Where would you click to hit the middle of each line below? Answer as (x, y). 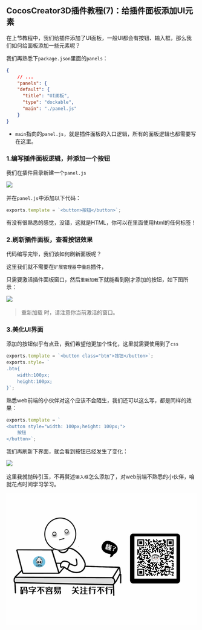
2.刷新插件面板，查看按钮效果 (50, 239)
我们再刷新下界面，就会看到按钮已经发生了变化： (67, 451)
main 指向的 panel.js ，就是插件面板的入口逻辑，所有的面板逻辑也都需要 (103, 133)
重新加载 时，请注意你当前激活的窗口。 (70, 312)
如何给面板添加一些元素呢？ (46, 45)
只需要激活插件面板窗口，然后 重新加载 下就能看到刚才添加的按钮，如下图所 (97, 280)
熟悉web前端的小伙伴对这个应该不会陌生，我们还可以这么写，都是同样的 (96, 400)
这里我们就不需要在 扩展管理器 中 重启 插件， (57, 267)
